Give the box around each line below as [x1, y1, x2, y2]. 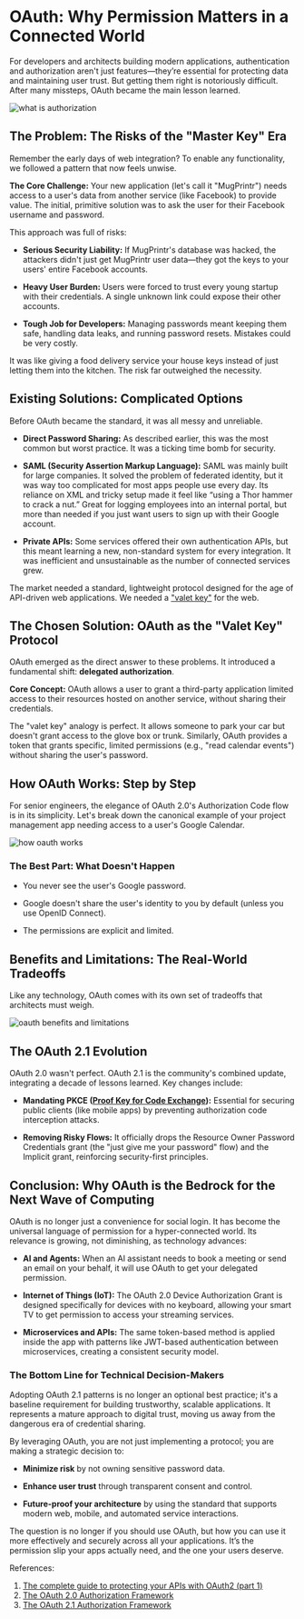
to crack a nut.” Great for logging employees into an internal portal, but [22, 498, 288, 510]
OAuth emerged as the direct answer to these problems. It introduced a [9, 656, 276, 667]
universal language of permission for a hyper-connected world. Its [9, 1225, 257, 1236]
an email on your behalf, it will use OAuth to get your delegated [22, 1262, 259, 1274]
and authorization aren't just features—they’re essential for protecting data [9, 65, 289, 76]
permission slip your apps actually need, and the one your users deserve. [9, 1545, 284, 1556]
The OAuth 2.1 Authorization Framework [22, 1600, 172, 1611]
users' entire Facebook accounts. [22, 264, 148, 275]
